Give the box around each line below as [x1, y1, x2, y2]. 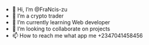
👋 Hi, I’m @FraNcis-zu [12, 6, 68, 13]
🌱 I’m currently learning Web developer [12, 19, 111, 26]
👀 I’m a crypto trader [12, 12, 64, 19]
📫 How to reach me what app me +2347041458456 [12, 32, 143, 39]
